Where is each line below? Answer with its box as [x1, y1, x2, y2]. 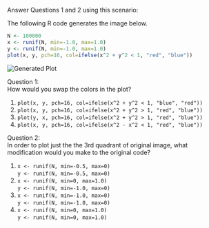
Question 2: [7, 134, 40, 142]
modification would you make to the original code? [7, 148, 150, 156]
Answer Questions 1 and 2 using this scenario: [7, 6, 139, 14]
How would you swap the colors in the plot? [7, 85, 132, 93]
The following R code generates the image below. [7, 19, 148, 27]
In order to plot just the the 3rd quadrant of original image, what [7, 141, 188, 149]
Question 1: [7, 77, 39, 85]
